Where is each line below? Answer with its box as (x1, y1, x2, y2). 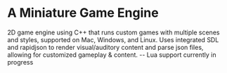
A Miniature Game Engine (7, 5, 160, 21)
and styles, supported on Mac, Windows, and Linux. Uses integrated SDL (7, 35, 219, 44)
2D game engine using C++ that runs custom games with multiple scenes (7, 28, 220, 36)
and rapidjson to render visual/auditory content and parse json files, (7, 43, 204, 51)
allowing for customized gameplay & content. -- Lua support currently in (7, 51, 216, 59)
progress (7, 58, 34, 66)
